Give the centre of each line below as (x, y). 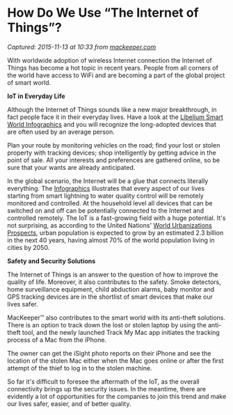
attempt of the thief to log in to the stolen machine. (80, 368)
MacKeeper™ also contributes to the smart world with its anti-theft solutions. (116, 318)
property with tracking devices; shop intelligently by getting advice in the (112, 152)
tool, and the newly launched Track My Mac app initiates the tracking (121, 332)
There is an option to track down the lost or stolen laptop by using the (107, 324)
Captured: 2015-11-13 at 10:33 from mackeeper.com (82, 47)
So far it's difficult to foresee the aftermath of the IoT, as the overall (103, 382)
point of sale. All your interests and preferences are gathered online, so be (114, 160)
